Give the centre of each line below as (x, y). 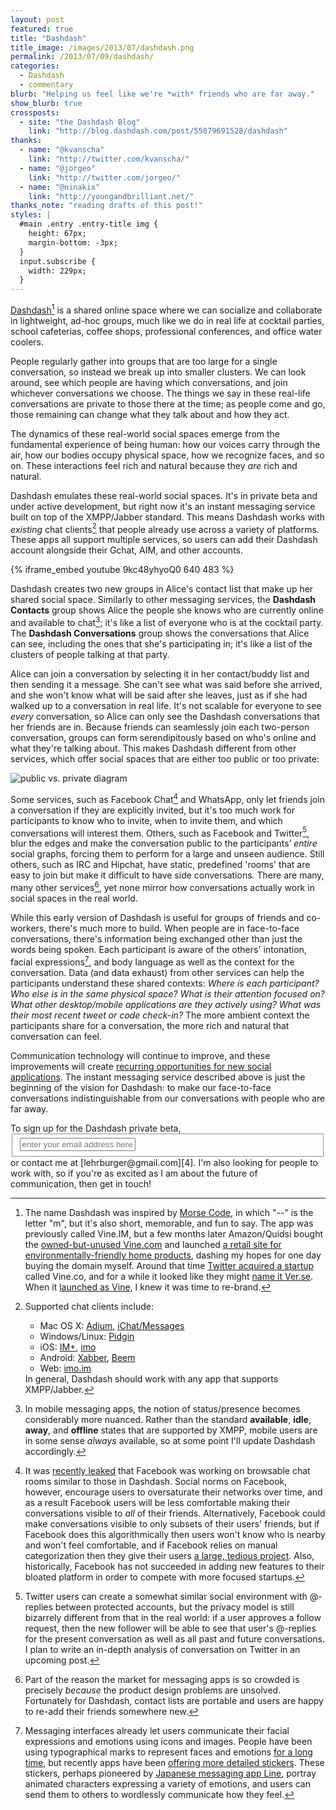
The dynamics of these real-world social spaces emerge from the (145, 433)
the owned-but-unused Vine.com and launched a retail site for (153, 1245)
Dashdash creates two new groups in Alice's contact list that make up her (162, 589)
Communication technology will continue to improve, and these (140, 1055)
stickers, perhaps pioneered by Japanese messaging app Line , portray (170, 1773)
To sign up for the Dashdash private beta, (96, 1128)
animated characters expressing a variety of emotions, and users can (168, 1784)
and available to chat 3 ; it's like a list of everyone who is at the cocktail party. (167, 622)
